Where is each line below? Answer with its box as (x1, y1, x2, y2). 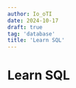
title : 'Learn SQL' (7, 37, 65, 44)
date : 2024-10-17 (7, 17, 59, 24)
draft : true (7, 23, 43, 31)
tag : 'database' (7, 30, 55, 38)
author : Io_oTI (7, 10, 53, 18)
